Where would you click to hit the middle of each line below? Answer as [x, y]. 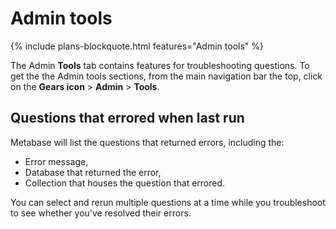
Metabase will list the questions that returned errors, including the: [147, 142]
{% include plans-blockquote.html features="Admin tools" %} [137, 46]
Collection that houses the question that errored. [125, 183]
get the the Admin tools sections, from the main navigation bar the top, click [166, 76]
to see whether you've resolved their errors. [101, 213]
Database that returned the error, [93, 172]
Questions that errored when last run [127, 118]
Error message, [56, 161]
